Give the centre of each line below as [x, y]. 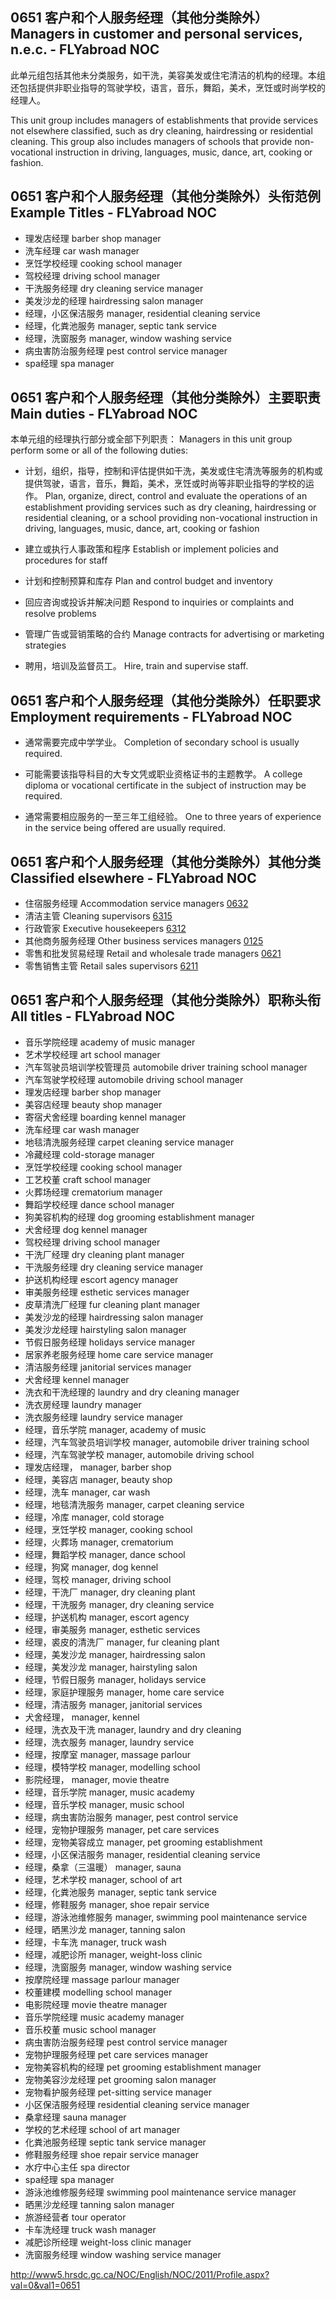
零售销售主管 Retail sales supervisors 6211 [111, 966]
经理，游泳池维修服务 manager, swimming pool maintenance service [166, 1917]
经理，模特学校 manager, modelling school [112, 1767]
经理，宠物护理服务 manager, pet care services [122, 1829]
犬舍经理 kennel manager [77, 1379]
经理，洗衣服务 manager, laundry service [109, 1742]
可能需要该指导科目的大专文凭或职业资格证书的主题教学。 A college [163, 774]
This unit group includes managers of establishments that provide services [164, 120]
